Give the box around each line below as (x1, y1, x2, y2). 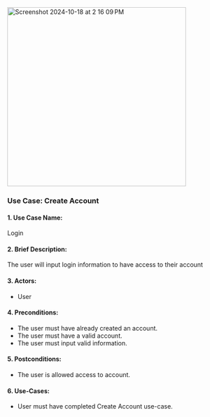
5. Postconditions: (7, 355, 62, 364)
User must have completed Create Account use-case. (17, 402, 173, 411)
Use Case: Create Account (7, 196, 99, 206)
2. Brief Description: (7, 245, 68, 253)
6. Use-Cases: (7, 386, 50, 395)
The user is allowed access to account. (17, 370, 131, 378)
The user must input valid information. (17, 338, 127, 347)
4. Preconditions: (7, 308, 59, 317)
